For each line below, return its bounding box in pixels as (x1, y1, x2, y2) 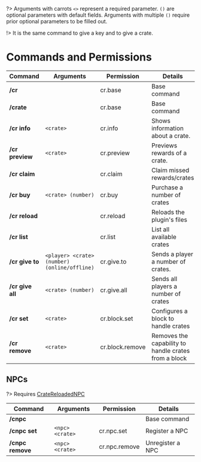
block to (151, 314, 175, 322)
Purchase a (151, 183, 184, 191)
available (151, 232, 176, 241)
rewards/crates (151, 173, 194, 182)
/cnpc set (9, 427, 37, 435)
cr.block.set (100, 314, 133, 322)
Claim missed (151, 166, 190, 174)
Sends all (151, 274, 178, 283)
